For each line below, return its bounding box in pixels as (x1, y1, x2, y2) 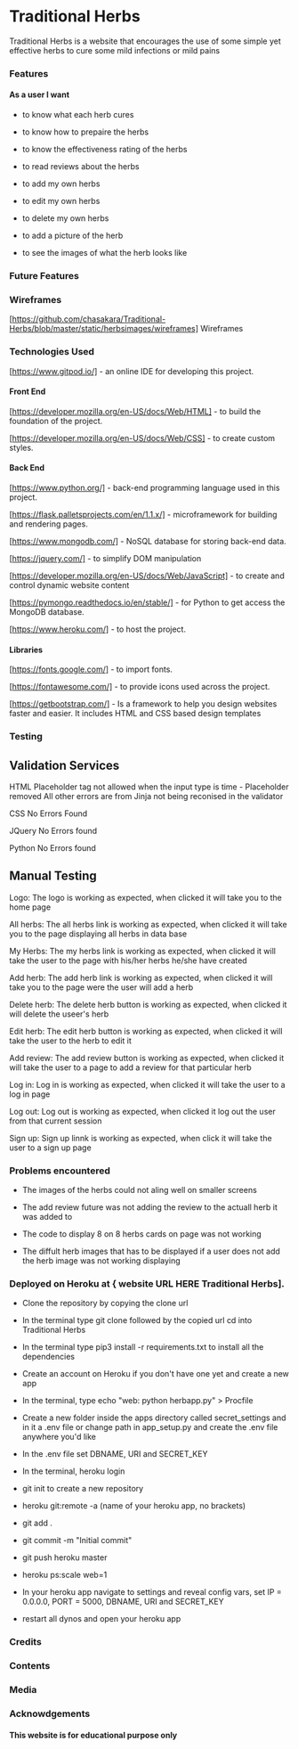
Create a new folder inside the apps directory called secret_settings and (21, 1412, 286, 1423)
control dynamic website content (9, 579, 130, 590)
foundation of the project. (9, 415, 103, 426)
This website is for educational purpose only (9, 1729, 178, 1740)
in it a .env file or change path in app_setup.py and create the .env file (21, 1422, 278, 1433)
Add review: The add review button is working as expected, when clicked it (9, 1052, 285, 1063)
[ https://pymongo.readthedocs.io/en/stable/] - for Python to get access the (9, 597, 286, 608)
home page (9, 902, 52, 912)
